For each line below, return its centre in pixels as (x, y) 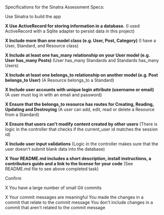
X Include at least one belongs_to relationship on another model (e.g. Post (82, 75)
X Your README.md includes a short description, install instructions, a (78, 158)
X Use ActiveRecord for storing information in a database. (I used (72, 26)
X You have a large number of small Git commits (53, 188)
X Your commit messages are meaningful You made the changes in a (74, 197)
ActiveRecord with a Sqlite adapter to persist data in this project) (70, 31)
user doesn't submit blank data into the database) (55, 149)
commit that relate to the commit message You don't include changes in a (79, 202)
